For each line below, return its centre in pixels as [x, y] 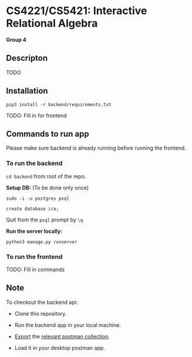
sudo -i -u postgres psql [38, 199]
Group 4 [16, 39]
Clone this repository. [41, 313]
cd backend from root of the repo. [46, 176]
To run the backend [34, 163]
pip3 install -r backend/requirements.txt [59, 104]
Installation [27, 91]
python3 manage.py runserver [42, 242]
